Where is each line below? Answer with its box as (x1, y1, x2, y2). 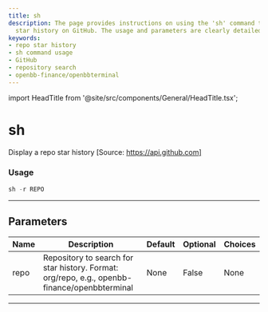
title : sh (8, 11, 41, 20)
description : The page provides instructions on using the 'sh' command (8, 19, 255, 27)
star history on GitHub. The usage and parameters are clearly (15, 26, 230, 34)
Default (146, 239, 175, 250)
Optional (183, 239, 217, 250)
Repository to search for (42, 252, 134, 263)
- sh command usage (8, 49, 73, 57)
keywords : (8, 34, 41, 42)
